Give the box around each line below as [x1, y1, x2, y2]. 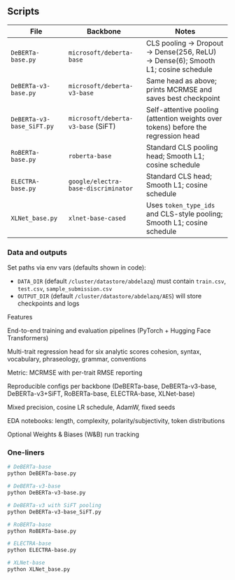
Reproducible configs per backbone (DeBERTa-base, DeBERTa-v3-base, [7, 382, 217, 391]
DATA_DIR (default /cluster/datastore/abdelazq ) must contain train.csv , [17, 277, 226, 286]
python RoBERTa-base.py [7, 527, 77, 534]
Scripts [7, 6, 40, 18]
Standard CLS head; [145, 171, 212, 181]
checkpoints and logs [17, 299, 80, 308]
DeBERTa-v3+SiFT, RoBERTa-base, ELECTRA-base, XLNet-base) [7, 389, 196, 398]
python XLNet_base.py [7, 566, 71, 573]
